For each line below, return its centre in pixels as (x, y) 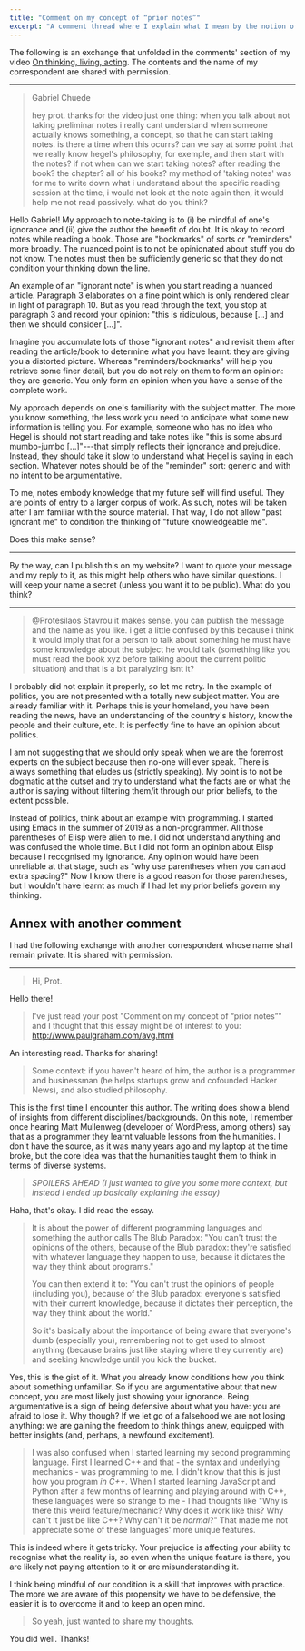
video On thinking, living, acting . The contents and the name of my (134, 62)
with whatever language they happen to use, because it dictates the (158, 1257)
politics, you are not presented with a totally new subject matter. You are (144, 696)
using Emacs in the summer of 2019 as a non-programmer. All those (137, 827)
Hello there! (31, 999)
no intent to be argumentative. (66, 475)
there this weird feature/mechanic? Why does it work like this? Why (157, 1511)
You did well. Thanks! (49, 1639)
